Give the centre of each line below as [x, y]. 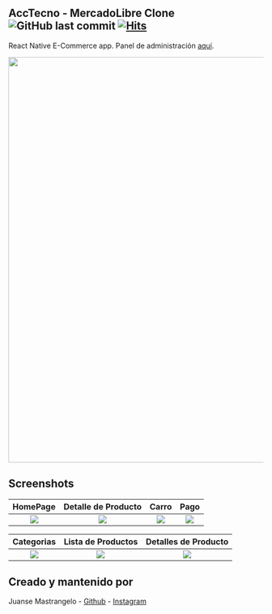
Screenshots [41, 484]
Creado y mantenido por [71, 582]
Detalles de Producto [187, 541]
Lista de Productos [101, 541]
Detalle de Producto [103, 506]
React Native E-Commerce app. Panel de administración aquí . [111, 45]
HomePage [34, 506]
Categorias [34, 541]
